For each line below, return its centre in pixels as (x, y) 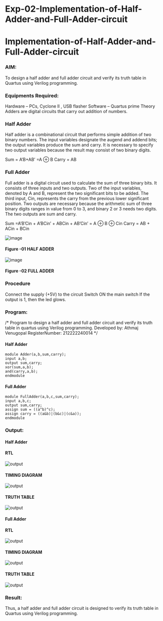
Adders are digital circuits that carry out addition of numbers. (66, 111)
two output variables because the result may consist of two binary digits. (78, 150)
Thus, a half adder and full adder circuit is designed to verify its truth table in (82, 608)
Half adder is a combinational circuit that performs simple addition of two (78, 134)
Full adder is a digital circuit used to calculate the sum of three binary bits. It (81, 183)
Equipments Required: (32, 95)
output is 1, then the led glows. (36, 299)
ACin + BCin (17, 228)
